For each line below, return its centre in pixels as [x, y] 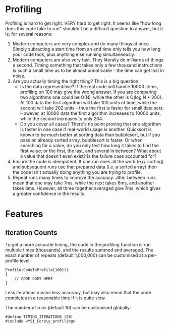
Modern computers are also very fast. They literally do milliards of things [88, 59]
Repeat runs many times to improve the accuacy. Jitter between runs [84, 177]
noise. [19, 76]
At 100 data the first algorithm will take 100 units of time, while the [89, 102]
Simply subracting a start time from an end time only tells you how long [86, 49]
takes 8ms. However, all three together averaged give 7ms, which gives [87, 188]
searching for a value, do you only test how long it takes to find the [89, 145]
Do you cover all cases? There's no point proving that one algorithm [91, 124]
